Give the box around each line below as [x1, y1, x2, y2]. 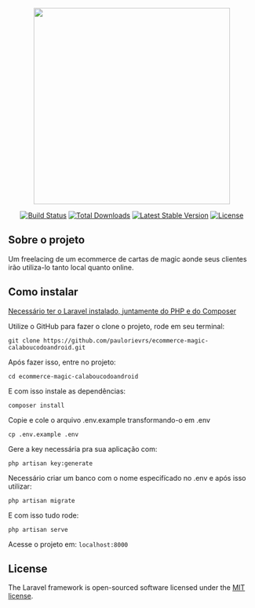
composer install [8, 401, 65, 409]
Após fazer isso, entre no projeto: [8, 357, 116, 367]
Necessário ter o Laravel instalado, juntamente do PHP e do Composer [8, 306, 237, 316]
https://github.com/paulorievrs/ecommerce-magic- [42, 336, 209, 345]
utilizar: [8, 482, 32, 491]
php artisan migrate [8, 496, 76, 504]
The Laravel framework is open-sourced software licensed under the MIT [8, 583, 246, 592]
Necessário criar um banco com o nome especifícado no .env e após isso [8, 473, 246, 482]
